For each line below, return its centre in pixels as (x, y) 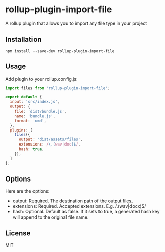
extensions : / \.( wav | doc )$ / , (49, 145)
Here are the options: (27, 191)
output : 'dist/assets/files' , (51, 140)
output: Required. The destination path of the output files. (73, 201)
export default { (24, 97)
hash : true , (31, 149)
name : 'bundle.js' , (35, 116)
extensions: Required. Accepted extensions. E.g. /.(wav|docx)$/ (79, 206)
